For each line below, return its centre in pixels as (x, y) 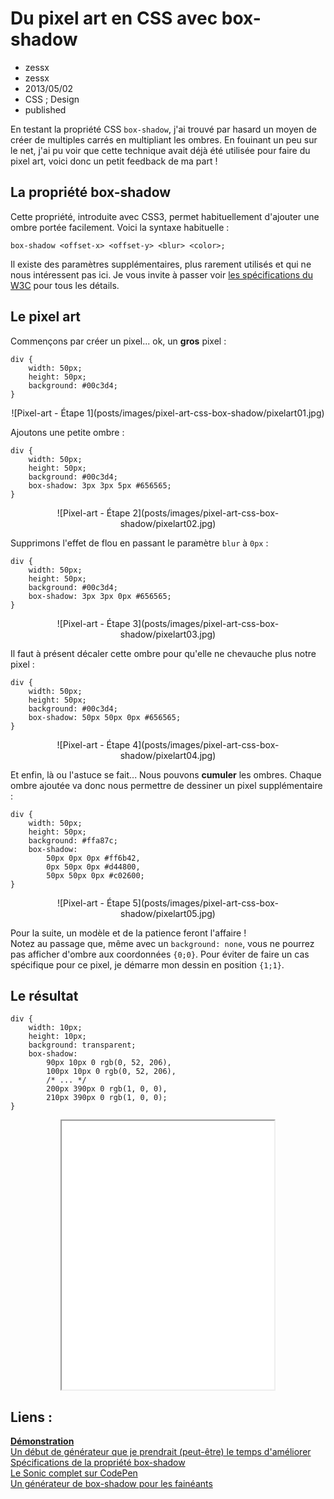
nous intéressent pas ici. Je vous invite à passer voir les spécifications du (161, 274)
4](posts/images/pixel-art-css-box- (206, 744)
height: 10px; (57, 1037)
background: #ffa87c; (73, 840)
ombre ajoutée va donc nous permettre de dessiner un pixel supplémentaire (166, 785)
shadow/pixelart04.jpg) (168, 755)
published (45, 109)
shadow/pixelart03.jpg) (168, 634)
